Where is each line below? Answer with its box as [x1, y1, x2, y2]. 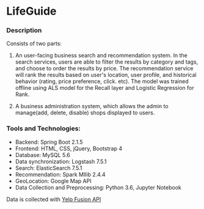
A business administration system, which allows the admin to [15, 103, 169, 110]
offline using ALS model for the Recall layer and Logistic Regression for [15, 84, 194, 92]
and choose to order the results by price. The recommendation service [15, 65, 194, 72]
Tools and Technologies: [6, 124, 81, 133]
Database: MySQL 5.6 [15, 151, 70, 158]
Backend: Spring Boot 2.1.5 [15, 138, 83, 145]
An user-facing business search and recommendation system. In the [15, 52, 188, 59]
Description [6, 26, 42, 35]
